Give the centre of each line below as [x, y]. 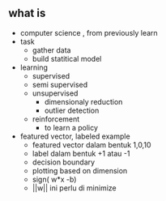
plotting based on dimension [80, 170]
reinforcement [56, 119]
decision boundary [64, 162]
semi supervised [60, 84]
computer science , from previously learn [89, 32]
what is [27, 13]
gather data [51, 50]
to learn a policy [71, 127]
